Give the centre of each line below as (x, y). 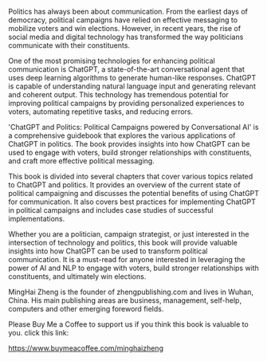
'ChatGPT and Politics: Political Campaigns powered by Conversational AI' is (133, 127)
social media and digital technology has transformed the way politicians (126, 37)
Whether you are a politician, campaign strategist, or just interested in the (129, 234)
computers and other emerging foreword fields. (86, 309)
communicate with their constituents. (69, 45)
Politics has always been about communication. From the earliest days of (128, 12)
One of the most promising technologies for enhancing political (112, 61)
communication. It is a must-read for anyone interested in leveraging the (127, 259)
